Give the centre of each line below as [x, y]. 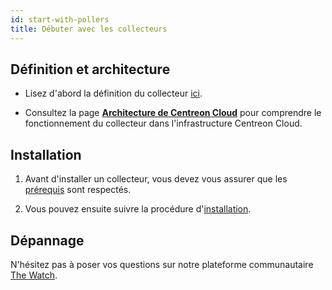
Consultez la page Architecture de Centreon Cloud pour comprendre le [173, 113]
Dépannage [47, 240]
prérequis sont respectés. [78, 190]
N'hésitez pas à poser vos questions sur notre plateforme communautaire [162, 264]
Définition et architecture [90, 69]
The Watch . [34, 275]
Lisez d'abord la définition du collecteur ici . [113, 93]
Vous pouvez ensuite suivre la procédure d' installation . [138, 209]
